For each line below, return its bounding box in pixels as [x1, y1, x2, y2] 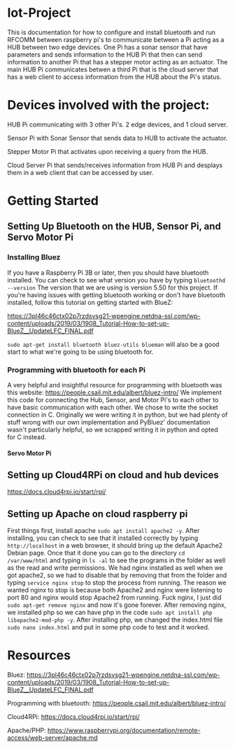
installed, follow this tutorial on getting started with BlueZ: [7, 298, 173, 306]
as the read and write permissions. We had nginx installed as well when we [7, 564, 224, 572]
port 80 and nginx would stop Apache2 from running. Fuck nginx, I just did [7, 593, 222, 602]
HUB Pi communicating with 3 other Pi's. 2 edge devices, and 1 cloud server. [7, 120, 228, 129]
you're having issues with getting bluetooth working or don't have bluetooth [7, 290, 226, 299]
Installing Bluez [7, 252, 61, 262]
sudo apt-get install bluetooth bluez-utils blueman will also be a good [7, 340, 220, 348]
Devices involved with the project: [7, 97, 210, 113]
